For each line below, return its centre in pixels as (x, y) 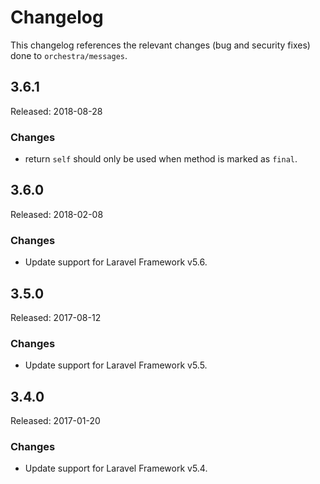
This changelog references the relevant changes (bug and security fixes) (160, 45)
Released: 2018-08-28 (56, 111)
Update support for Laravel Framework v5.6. (116, 262)
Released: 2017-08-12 (56, 317)
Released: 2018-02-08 (57, 214)
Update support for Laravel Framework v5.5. (116, 365)
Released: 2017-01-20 (55, 421)
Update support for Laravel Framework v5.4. (116, 468)
